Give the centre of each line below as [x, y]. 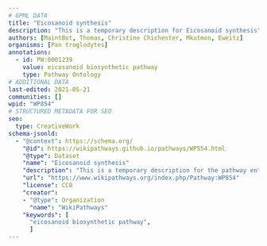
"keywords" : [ [46, 215]
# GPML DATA [28, 15]
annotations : [30, 52]
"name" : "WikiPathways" [69, 207]
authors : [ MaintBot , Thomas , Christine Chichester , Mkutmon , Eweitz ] [126, 38]
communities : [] [35, 97]
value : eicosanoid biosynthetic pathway [90, 67]
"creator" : [41, 192]
